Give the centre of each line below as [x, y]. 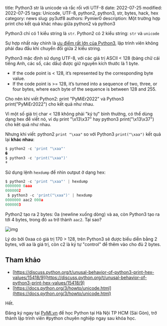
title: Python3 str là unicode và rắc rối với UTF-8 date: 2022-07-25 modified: [84, 8]
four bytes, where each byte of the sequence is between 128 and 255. [84, 89]
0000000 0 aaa [19, 186]
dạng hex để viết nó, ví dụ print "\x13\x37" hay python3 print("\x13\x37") [80, 119]
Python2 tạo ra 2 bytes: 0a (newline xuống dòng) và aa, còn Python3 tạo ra [83, 214]
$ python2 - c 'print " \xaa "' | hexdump [47, 181]
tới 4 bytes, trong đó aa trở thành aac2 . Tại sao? [54, 219]
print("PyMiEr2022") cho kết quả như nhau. [50, 104]
